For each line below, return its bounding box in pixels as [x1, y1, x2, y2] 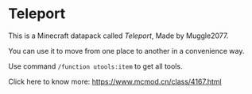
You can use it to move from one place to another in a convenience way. [8, 46, 245, 55]
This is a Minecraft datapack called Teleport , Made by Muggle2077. [8, 31, 229, 40]
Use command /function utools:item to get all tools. [8, 61, 183, 71]
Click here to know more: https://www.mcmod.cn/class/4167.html [8, 77, 222, 86]
